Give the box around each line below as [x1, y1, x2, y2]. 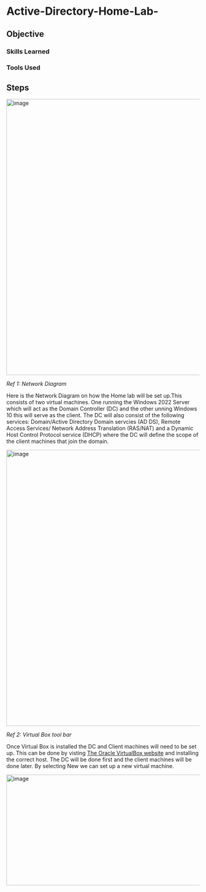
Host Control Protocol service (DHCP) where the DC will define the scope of [6, 431, 199, 439]
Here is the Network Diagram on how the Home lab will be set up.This [6, 392, 182, 399]
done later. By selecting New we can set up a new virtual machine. [6, 763, 175, 770]
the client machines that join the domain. [6, 437, 109, 445]
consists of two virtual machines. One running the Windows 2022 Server [6, 399, 190, 406]
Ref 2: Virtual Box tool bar [6, 731, 72, 739]
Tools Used [6, 63, 41, 72]
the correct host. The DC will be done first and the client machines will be [6, 756, 192, 763]
